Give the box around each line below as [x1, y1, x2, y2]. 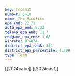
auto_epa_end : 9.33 [5, 25, 45, 30]
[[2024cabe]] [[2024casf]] [5, 66, 59, 72]
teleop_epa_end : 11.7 [5, 30, 49, 35]
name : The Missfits [5, 16, 45, 21]
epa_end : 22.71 [5, 20, 36, 26]
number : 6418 [5, 12, 31, 17]
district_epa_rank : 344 [5, 43, 53, 48]
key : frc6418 [5, 7, 31, 12]
